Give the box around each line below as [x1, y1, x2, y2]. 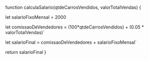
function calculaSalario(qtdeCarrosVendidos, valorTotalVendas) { [5, 5, 141, 10]
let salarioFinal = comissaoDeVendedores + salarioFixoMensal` [5, 39, 137, 45]
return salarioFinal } [5, 49, 47, 55]
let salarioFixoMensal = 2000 [5, 14, 67, 20]
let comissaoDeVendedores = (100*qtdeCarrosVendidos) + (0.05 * [5, 24, 144, 30]
